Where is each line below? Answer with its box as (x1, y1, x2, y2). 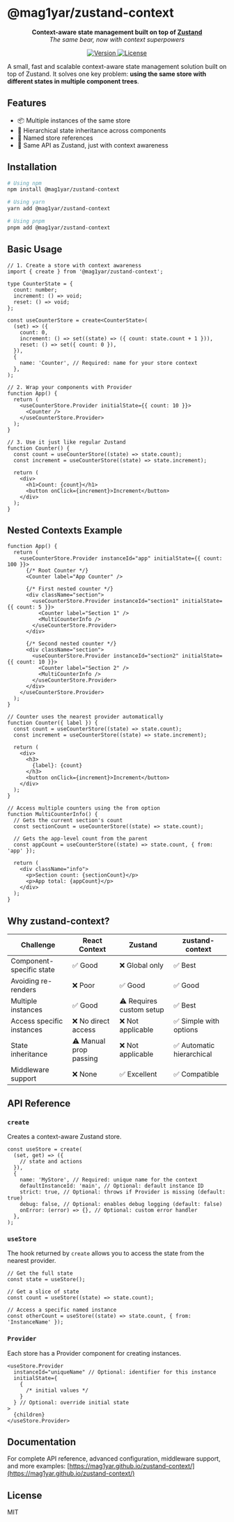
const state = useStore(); (7, 1276, 86, 1283)
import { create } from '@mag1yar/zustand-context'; (7, 268, 164, 275)
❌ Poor (72, 980, 95, 990)
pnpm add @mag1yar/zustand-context (7, 224, 111, 231)
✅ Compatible (173, 1069, 219, 1079)
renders (10, 985, 37, 995)
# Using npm (7, 180, 42, 187)
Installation (7, 162, 57, 173)
